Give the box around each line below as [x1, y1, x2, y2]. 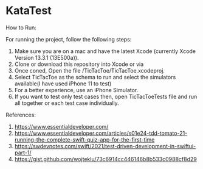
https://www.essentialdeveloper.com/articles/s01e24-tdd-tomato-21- [14, 129, 188, 137]
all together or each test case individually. [14, 99, 119, 107]
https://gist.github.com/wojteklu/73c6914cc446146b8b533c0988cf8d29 [14, 155, 197, 162]
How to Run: [5, 24, 37, 31]
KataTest [5, 4, 52, 18]
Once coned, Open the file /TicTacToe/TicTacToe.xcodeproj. [14, 67, 165, 74]
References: [5, 111, 36, 118]
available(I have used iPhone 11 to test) [14, 80, 112, 87]
